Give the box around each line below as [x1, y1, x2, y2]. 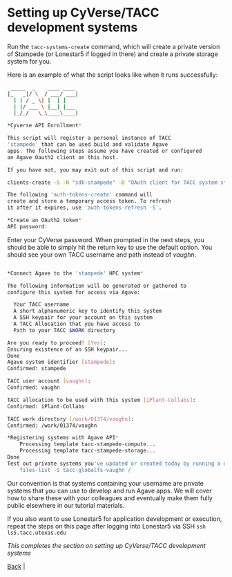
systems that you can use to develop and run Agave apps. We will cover [7, 486, 212, 495]
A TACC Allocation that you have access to [13, 320, 140, 328]
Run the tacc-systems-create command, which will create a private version [7, 42, 220, 51]
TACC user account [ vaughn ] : [7, 378, 91, 385]
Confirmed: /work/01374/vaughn [7, 422, 97, 429]
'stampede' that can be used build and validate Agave [7, 141, 168, 148]
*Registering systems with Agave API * [7, 434, 119, 441]
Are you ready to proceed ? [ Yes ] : [7, 339, 107, 347]
